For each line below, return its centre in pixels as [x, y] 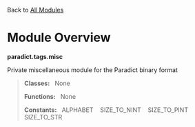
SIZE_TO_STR [43, 117]
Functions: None [50, 96]
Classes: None [47, 83]
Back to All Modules [35, 10]
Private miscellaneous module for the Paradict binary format [92, 70]
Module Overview [59, 38]
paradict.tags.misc [35, 56]
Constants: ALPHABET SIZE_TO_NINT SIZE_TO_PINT [106, 110]
